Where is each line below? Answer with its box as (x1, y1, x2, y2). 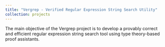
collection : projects (5, 12, 50, 17)
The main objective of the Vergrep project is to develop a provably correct (5, 25, 158, 31)
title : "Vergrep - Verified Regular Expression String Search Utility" (5, 7, 157, 12)
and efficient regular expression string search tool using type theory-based (5, 31, 160, 37)
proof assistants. (5, 36, 40, 42)
